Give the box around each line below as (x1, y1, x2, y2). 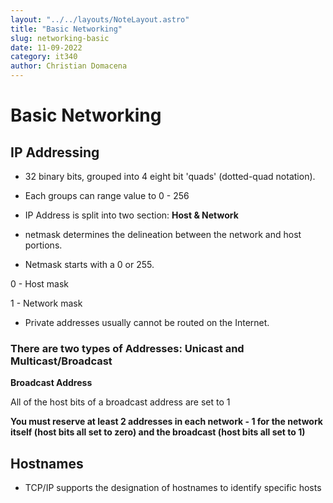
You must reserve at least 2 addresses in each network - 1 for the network (10, 416, 323, 428)
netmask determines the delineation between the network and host (24, 229, 302, 240)
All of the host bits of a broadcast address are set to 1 (10, 396, 231, 408)
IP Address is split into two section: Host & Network (24, 209, 239, 221)
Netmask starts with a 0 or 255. (24, 259, 155, 270)
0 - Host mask (10, 278, 70, 290)
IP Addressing (10, 144, 100, 161)
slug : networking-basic (10, 33, 110, 43)
